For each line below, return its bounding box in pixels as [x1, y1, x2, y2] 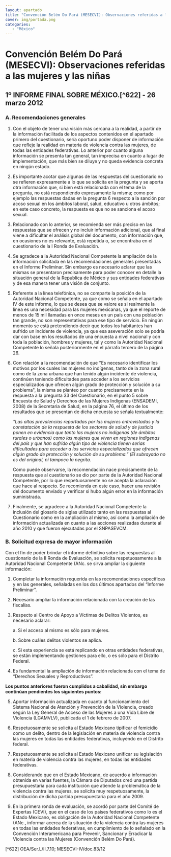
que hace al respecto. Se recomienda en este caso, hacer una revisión [12, 483, 161, 489]
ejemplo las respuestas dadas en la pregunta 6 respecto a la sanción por [12, 195, 165, 201]
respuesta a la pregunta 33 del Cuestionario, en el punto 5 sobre [12, 392, 149, 398]
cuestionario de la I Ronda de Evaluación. [12, 243, 100, 249]
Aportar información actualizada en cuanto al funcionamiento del [12, 698, 149, 705]
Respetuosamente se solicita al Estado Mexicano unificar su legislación [12, 751, 162, 757]
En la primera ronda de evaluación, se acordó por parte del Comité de [12, 803, 159, 809]
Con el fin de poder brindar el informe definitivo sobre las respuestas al [5, 550, 155, 556]
